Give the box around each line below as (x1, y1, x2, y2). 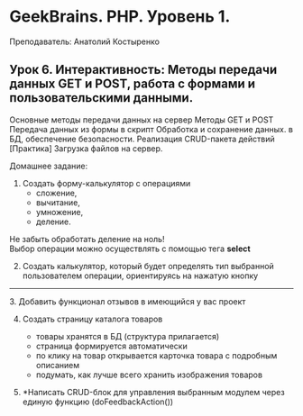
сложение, (35, 187, 78, 198)
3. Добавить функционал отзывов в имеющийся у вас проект (9, 295, 246, 307)
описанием (35, 359, 79, 370)
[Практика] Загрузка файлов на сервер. (9, 142, 163, 154)
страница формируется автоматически (35, 340, 188, 351)
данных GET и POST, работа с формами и (9, 77, 255, 92)
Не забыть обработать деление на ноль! (9, 233, 165, 244)
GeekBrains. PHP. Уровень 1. (9, 6, 231, 27)
